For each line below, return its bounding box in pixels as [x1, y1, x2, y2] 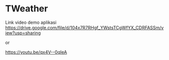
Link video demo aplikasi [5, 19, 57, 25]
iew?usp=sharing [5, 30, 41, 36]
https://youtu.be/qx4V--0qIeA [5, 49, 67, 55]
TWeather [5, 3, 48, 14]
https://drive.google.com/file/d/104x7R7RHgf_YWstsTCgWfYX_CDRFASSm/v [5, 24, 164, 30]
